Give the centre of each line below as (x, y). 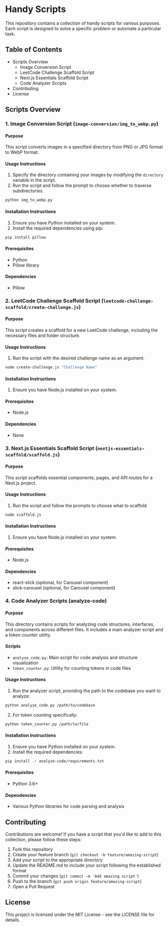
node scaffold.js (23, 515)
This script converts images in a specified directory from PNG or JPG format (84, 147)
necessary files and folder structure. (43, 335)
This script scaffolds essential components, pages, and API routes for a (79, 478)
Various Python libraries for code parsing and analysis (68, 806)
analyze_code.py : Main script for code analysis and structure (75, 657)
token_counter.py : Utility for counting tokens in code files (72, 668)
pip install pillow (26, 237)
